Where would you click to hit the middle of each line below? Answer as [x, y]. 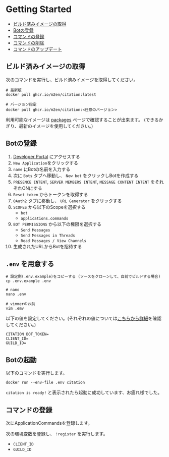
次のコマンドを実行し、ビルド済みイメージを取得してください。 [72, 80]
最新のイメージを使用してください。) [56, 126]
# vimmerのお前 [20, 304]
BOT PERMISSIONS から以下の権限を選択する [57, 224]
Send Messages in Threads [48, 236]
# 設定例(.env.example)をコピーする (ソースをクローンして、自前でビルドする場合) [83, 277]
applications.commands [44, 218]
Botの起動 [21, 360]
